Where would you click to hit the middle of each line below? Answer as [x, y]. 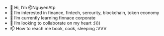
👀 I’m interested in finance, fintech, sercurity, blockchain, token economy [84, 13]
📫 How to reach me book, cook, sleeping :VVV [58, 28]
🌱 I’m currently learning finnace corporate [53, 18]
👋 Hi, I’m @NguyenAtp [33, 8]
